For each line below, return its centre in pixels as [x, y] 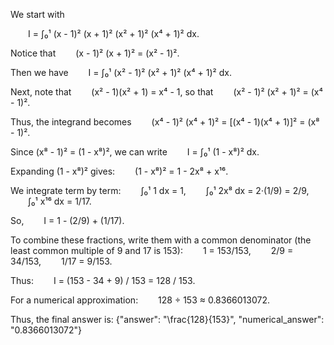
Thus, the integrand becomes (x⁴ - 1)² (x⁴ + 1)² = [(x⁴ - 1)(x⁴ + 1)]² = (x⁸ [165, 122]
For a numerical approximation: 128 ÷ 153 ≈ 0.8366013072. [140, 300]
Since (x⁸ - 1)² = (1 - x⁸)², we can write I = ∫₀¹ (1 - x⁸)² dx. [135, 152]
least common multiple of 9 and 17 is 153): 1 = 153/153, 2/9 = [152, 250]
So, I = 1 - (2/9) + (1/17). [67, 220]
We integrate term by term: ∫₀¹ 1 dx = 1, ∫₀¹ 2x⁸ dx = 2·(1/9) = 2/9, [160, 190]
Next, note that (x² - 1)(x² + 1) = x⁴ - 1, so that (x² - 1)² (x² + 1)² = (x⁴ [166, 92]
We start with [37, 14]
